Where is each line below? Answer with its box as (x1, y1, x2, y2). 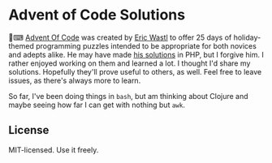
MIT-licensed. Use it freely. (8, 144, 99, 155)
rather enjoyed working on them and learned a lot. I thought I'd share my (8, 58, 251, 68)
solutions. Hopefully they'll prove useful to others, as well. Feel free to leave (8, 66, 262, 76)
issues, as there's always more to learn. (8, 75, 141, 85)
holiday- (233, 32, 261, 42)
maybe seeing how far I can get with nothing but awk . (8, 100, 185, 109)
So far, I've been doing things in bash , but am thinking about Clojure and (8, 91, 249, 101)
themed (8, 41, 35, 50)
